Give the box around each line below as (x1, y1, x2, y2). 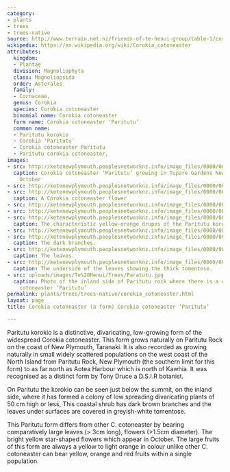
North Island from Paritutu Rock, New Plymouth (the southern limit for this (7, 357, 215, 366)
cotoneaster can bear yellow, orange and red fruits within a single (7, 449, 192, 458)
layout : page (7, 297, 44, 304)
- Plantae (13, 61, 41, 68)
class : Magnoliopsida (13, 73, 75, 81)
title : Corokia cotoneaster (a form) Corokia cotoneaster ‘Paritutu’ (7, 303, 210, 311)
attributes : (7, 49, 41, 56)
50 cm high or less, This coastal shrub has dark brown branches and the (7, 399, 212, 408)
